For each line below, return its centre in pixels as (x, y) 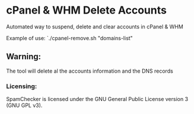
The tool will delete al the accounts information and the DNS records (90, 71)
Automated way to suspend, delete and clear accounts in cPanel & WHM (95, 27)
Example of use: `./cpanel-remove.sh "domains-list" (70, 38)
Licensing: (22, 86)
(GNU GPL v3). (24, 105)
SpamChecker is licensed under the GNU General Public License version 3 (97, 99)
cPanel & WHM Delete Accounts (87, 10)
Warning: (24, 57)
